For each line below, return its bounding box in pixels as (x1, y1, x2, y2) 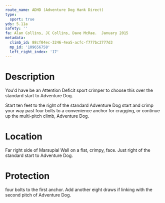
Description (5, 71, 55, 82)
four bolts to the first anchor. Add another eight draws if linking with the (5, 186, 152, 193)
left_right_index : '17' (9, 49, 59, 54)
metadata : (5, 36, 26, 41)
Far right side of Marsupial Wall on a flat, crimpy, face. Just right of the (5, 147, 151, 153)
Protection (5, 170, 50, 181)
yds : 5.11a (5, 21, 28, 27)
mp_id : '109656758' (9, 45, 50, 50)
